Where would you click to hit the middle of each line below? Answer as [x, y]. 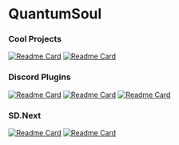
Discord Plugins [40, 77]
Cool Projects [35, 39]
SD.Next [25, 115]
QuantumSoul [55, 14]
